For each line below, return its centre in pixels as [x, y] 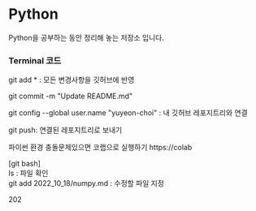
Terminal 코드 [35, 60]
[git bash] [24, 164]
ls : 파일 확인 [28, 173]
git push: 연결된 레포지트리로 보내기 [65, 130]
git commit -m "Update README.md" [71, 96]
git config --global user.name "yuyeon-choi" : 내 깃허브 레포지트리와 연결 [128, 113]
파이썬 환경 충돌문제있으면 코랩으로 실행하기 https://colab [100, 148]
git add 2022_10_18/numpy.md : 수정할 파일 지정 [87, 183]
